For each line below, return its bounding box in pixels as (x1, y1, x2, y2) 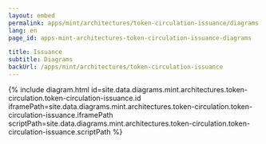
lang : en (8, 26, 38, 34)
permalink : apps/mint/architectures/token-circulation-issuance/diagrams (8, 19, 260, 27)
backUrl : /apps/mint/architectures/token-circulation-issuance (8, 63, 224, 72)
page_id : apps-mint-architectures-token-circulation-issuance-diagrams (8, 33, 252, 42)
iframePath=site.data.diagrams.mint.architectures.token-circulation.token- (8, 101, 253, 111)
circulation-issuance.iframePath (8, 110, 113, 119)
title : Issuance (8, 49, 62, 56)
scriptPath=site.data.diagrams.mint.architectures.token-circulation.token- (8, 119, 250, 128)
